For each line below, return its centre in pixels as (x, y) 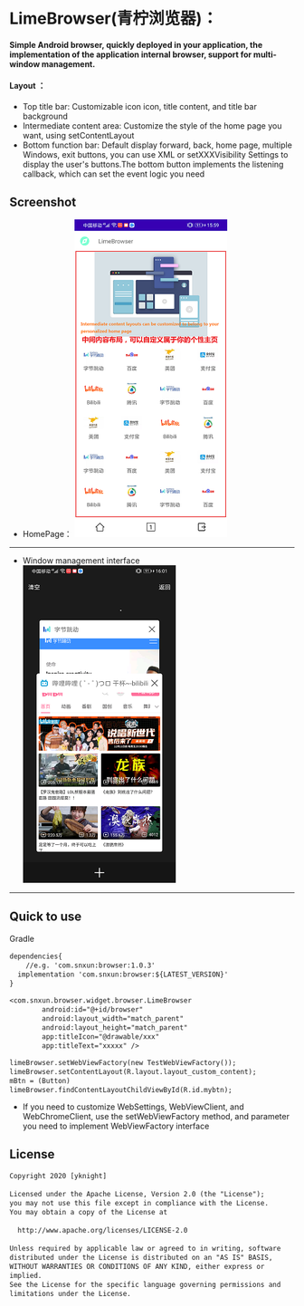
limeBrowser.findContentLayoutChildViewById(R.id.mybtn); (121, 1090)
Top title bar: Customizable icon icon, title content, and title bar (140, 106)
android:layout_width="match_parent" (113, 1018)
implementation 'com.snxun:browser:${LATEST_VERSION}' (123, 975)
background (45, 116)
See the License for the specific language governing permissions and (145, 1285)
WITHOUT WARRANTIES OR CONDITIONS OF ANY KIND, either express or (137, 1267)
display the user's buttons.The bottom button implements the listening (153, 164)
